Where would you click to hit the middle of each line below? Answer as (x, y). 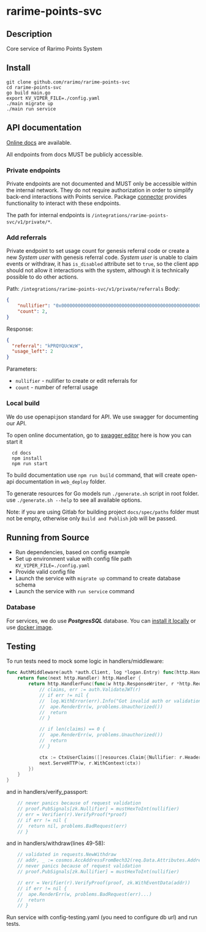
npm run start (30, 464)
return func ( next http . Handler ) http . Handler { (79, 678)
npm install (27, 458)
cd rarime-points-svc (34, 87)
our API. (17, 423)
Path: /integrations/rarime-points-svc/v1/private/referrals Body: (93, 289)
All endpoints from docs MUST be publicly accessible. (75, 154)
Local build (23, 403)
